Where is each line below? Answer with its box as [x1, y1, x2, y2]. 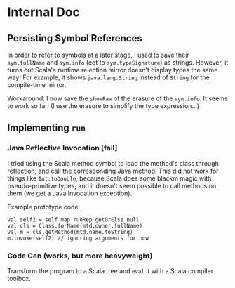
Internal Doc [7, 4, 81, 20]
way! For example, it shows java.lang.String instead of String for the [7, 73, 210, 81]
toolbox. [7, 274, 31, 282]
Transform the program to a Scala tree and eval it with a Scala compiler [7, 266, 214, 275]
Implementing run [7, 122, 86, 134]
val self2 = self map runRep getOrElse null [7, 216, 140, 223]
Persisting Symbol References [7, 32, 142, 44]
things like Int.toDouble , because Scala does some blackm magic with [7, 174, 212, 183]
